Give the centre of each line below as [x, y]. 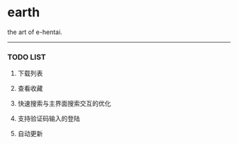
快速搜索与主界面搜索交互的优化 [64, 104]
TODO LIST [27, 57]
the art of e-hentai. [35, 32]
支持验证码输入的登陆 [49, 118]
